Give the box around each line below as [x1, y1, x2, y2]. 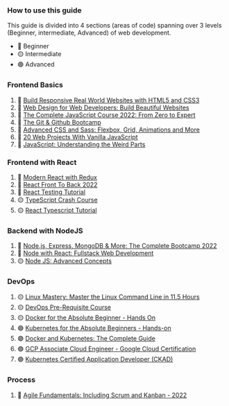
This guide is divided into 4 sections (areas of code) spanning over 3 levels [7, 21, 222, 30]
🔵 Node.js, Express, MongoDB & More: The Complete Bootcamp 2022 [17, 242, 217, 250]
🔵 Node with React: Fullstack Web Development [17, 249, 154, 258]
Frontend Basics [7, 80, 64, 90]
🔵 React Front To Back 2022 [17, 180, 98, 188]
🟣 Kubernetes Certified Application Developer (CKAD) [17, 355, 173, 364]
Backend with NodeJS [7, 226, 83, 236]
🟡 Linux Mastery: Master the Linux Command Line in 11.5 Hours [17, 293, 200, 301]
